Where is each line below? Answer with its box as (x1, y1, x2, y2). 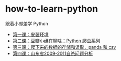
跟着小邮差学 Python (5, 20, 48, 26)
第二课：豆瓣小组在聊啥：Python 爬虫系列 (12, 38, 101, 44)
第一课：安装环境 (12, 31, 49, 37)
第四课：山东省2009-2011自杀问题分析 (12, 50, 93, 56)
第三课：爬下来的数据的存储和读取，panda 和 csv (12, 44, 116, 50)
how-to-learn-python (5, 3, 98, 15)
